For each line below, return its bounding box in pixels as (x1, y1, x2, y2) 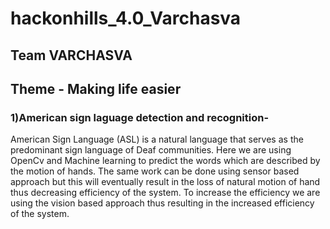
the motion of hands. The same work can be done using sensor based (10, 165, 300, 177)
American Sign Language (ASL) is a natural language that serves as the (10, 133, 304, 146)
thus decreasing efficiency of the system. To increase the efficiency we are (10, 187, 321, 199)
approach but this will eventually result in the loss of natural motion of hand (10, 176, 321, 188)
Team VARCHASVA (10, 47, 133, 64)
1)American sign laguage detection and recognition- (10, 110, 270, 124)
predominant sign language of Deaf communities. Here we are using (10, 144, 292, 156)
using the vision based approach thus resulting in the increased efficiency (10, 197, 315, 209)
